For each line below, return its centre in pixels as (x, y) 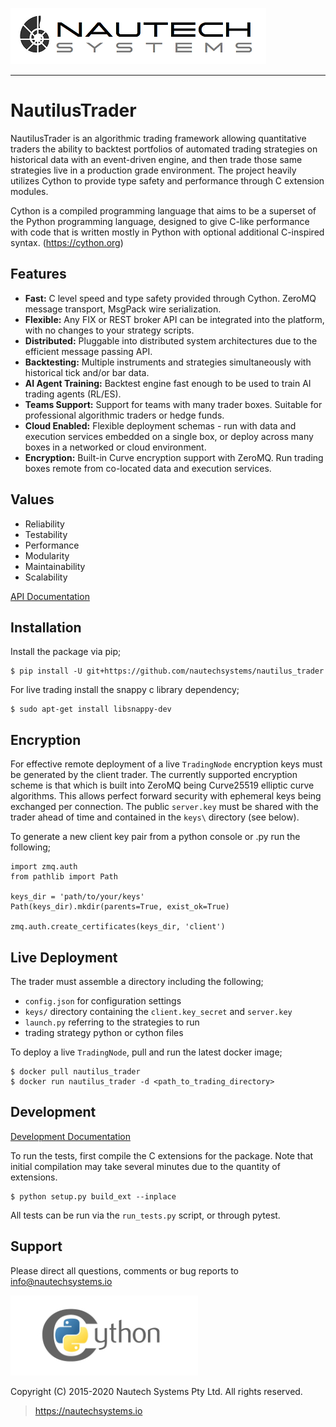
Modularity (47, 555)
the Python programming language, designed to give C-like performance (160, 221)
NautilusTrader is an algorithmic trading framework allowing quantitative (158, 138)
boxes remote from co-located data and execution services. (148, 468)
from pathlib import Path (64, 877)
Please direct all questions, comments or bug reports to (125, 1270)
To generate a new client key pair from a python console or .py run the (155, 837)
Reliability (44, 524)
